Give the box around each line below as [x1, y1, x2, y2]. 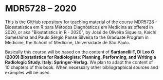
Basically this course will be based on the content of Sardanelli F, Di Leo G [5, 49, 154, 55]
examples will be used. [5, 69, 51, 75]
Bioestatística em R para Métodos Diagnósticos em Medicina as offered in [5, 24, 153, 30]
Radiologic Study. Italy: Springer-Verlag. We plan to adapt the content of [5, 59, 153, 65]
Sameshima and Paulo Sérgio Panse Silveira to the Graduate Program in [5, 34, 149, 40]
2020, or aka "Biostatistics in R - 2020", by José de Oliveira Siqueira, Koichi [5, 29, 157, 35]
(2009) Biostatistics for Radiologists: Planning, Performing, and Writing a [5, 54, 157, 60]
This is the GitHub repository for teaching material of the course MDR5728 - [5, 19, 158, 25]
